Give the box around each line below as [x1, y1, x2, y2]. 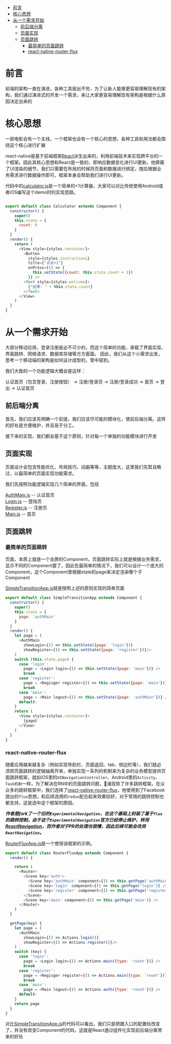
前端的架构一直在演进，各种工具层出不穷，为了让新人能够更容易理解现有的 [5, 85, 161, 92]
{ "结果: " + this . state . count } [27, 284, 93, 289]
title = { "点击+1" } [27, 260, 64, 266]
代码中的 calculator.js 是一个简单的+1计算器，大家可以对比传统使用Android [5, 183, 159, 189]
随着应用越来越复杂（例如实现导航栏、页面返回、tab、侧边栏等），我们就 [5, 761, 157, 767]
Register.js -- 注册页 [5, 504, 47, 510]
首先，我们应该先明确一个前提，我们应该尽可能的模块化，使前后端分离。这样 [5, 416, 166, 422]
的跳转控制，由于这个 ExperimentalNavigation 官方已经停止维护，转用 [5, 817, 149, 823]
